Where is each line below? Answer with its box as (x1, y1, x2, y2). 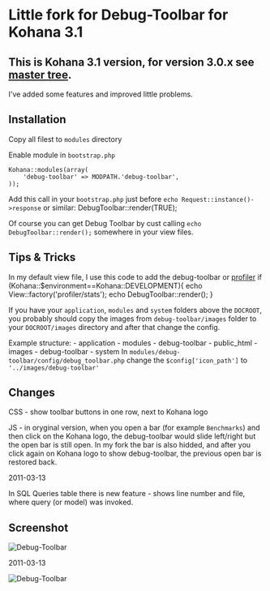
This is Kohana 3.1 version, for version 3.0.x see (8, 55, 255, 69)
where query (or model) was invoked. (8, 497, 134, 507)
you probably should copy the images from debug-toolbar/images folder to (8, 314, 257, 323)
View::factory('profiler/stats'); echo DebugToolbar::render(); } (8, 289, 213, 299)
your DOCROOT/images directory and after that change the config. (8, 322, 221, 332)
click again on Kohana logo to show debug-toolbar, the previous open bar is (8, 448, 262, 459)
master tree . (8, 67, 72, 82)
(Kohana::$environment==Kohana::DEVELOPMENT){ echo (8, 281, 203, 290)
